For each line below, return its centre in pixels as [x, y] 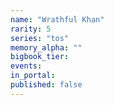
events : [26, 66]
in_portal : [33, 76]
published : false [46, 85]
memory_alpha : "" [46, 47]
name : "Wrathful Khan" [57, 19]
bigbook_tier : [40, 57]
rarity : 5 [31, 29]
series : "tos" [40, 38]
